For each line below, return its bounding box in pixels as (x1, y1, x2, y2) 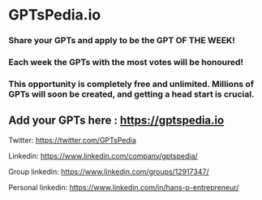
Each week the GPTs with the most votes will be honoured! (8, 57, 244, 68)
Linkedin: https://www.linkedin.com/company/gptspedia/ (8, 150, 198, 160)
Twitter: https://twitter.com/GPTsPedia (8, 135, 136, 145)
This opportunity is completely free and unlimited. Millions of (8, 78, 254, 89)
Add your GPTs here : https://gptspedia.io (8, 114, 225, 128)
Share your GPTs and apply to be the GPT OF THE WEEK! (8, 35, 235, 46)
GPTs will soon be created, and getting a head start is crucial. (8, 88, 255, 99)
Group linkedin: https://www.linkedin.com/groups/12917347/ (8, 167, 209, 176)
